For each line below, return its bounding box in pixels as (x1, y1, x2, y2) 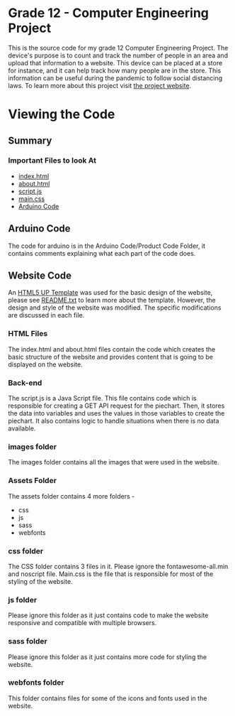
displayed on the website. (8, 360, 84, 369)
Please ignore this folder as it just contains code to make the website (8, 611, 209, 619)
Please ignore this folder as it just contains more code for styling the (8, 652, 207, 661)
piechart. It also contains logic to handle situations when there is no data (8, 417, 219, 425)
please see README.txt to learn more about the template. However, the (8, 296, 217, 305)
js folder (8, 595, 38, 604)
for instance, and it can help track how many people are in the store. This (8, 66, 222, 75)
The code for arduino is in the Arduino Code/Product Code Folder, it (8, 242, 206, 250)
